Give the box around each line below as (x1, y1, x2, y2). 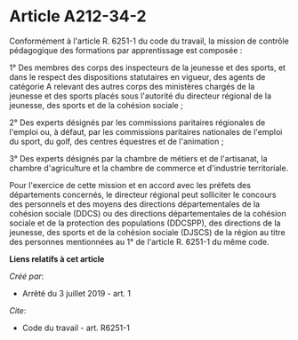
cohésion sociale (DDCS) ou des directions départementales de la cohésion (9, 208, 286, 218)
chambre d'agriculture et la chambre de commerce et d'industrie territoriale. (9, 162, 289, 173)
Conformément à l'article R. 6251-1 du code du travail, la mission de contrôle (9, 36, 289, 46)
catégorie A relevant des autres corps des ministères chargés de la (9, 81, 255, 91)
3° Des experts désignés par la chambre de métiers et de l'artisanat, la (9, 153, 269, 163)
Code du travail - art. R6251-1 (21, 322, 131, 333)
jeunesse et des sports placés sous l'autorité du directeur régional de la (9, 91, 272, 101)
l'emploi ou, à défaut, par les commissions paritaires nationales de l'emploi (9, 126, 283, 137)
